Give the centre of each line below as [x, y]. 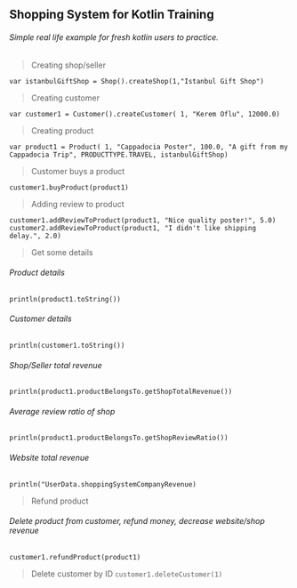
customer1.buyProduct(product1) [69, 187]
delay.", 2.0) [36, 236]
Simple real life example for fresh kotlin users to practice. [114, 37]
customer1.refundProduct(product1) [75, 557]
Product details [37, 273]
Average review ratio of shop [62, 411]
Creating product [62, 130]
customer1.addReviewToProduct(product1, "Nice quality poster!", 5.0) [143, 220]
